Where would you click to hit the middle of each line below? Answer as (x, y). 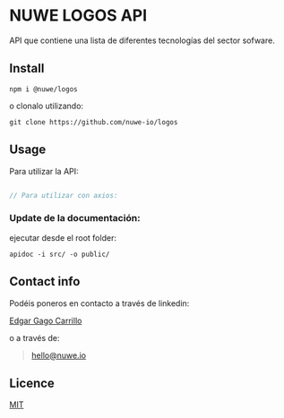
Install (27, 68)
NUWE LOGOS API (78, 16)
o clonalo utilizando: (46, 106)
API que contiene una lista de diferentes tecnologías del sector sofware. (142, 40)
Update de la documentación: (75, 218)
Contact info (45, 282)
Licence (32, 383)
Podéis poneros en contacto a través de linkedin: (99, 303)
